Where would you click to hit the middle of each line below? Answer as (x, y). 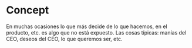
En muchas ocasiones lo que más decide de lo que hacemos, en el (87, 26)
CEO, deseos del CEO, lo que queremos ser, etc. (64, 39)
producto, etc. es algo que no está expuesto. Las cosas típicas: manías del (96, 32)
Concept (28, 10)
